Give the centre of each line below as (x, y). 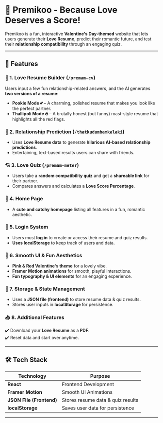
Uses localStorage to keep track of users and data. (63, 243)
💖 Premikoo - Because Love (61, 10)
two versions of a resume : (32, 93)
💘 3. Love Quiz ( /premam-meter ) (42, 165)
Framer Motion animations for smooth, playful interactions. (72, 271)
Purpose (100, 376)
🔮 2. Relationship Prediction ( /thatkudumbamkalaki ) (65, 132)
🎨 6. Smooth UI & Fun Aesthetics (44, 255)
